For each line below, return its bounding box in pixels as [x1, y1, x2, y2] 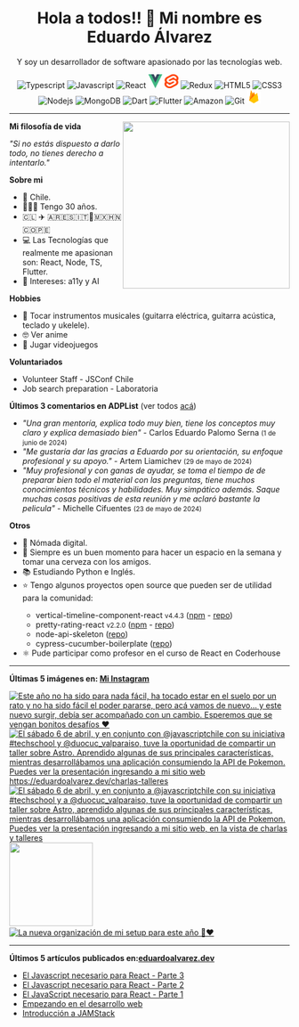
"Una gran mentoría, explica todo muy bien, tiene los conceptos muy [21, 418, 276, 428]
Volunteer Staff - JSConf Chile [21, 373, 134, 384]
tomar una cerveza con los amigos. [21, 556, 151, 566]
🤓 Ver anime [21, 329, 69, 339]
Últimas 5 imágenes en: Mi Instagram [9, 672, 149, 684]
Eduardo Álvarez [86, 27, 213, 47]
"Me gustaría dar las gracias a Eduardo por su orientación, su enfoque [21, 445, 283, 457]
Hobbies [9, 293, 42, 304]
